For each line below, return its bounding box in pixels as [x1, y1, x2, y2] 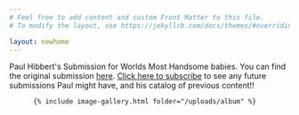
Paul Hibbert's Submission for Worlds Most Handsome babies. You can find [9, 61, 287, 72]
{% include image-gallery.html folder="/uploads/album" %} [32, 97, 256, 106]
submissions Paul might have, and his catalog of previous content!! [9, 80, 255, 91]
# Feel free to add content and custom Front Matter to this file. [9, 12, 265, 22]
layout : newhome [9, 37, 69, 46]
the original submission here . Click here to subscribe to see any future [9, 71, 267, 81]
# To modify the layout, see [9, 21, 117, 30]
